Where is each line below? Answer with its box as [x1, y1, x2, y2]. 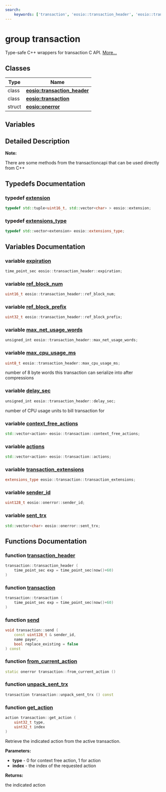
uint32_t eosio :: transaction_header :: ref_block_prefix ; [5, 315, 123, 320]
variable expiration [5, 257, 51, 264]
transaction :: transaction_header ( [5, 563, 79, 569]
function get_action [5, 704, 53, 711]
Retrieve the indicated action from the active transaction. [5, 738, 121, 744]
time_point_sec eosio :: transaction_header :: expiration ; [5, 269, 123, 274]
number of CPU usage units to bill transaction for [5, 408, 105, 414]
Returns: [5, 772, 24, 778]
